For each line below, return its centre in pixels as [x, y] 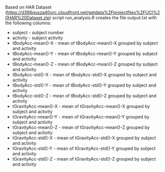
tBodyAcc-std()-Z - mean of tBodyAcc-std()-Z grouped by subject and [84, 96]
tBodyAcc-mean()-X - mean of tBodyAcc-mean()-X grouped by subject [85, 43]
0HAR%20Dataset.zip [27, 18]
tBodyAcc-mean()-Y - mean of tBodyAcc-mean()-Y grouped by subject [85, 54]
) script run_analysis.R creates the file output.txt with [103, 18]
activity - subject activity [38, 38]
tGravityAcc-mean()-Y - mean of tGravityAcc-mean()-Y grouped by [81, 117]
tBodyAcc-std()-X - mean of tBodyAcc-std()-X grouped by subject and [84, 75]
